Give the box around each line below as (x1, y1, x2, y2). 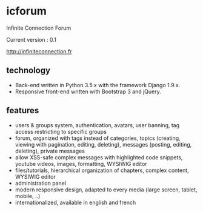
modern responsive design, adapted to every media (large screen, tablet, (15, 186, 198, 193)
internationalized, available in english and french (15, 199, 136, 206)
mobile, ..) (15, 192, 41, 199)
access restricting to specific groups (15, 128, 107, 135)
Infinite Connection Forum (6, 24, 72, 31)
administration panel (15, 179, 67, 187)
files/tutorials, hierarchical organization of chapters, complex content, (15, 167, 189, 174)
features (6, 105, 39, 116)
